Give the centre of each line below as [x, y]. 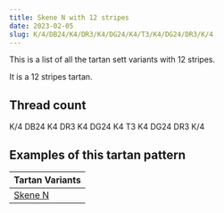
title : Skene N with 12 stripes [69, 17]
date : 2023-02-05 [41, 26]
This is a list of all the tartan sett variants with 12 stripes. [112, 60]
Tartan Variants [48, 180]
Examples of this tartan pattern [97, 154]
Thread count [48, 105]
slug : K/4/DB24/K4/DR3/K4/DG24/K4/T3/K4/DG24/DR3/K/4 [112, 34]
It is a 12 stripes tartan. [51, 77]
